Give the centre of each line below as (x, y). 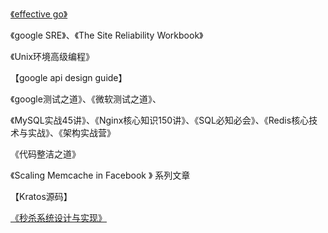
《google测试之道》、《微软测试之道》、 (86, 99)
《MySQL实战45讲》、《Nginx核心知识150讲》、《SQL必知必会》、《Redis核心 (160, 120)
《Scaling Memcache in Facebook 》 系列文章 (100, 175)
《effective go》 (39, 14)
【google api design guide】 (69, 77)
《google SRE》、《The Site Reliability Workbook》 (107, 35)
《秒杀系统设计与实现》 (58, 217)
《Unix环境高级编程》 (52, 56)
